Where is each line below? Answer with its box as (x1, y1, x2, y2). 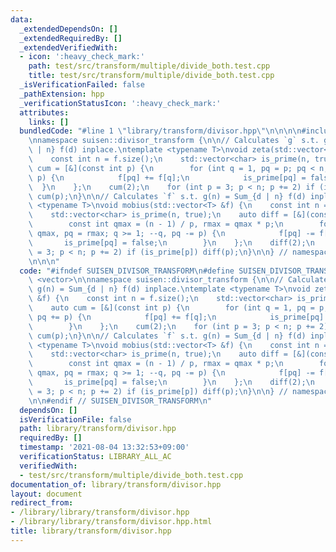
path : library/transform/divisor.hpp (19, 424, 177, 434)
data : (10, 14, 33, 25)
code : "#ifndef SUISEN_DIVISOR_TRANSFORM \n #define (19, 266, 235, 276)
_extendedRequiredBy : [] (19, 33, 123, 43)
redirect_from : (10, 498, 74, 508)
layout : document (10, 489, 83, 499)
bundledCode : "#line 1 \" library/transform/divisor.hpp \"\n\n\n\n (19, 126, 302, 136)
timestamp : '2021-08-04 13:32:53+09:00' (19, 442, 190, 453)
